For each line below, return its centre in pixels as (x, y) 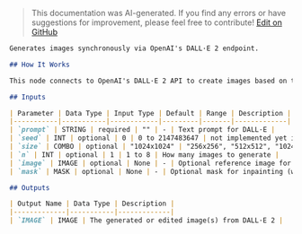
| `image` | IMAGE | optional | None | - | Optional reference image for (151, 163)
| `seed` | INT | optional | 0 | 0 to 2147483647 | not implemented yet (148, 138)
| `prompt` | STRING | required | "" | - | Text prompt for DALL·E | (142, 130)
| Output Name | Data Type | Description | (92, 204)
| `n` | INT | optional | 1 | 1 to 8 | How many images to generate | (144, 155)
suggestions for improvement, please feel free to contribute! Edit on (157, 22)
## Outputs (30, 187)
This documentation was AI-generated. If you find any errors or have (158, 13)
